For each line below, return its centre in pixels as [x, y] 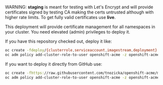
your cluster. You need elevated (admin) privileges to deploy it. [68, 32]
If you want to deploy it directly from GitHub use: [54, 64]
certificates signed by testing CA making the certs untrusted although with [79, 12]
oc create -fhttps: [25, 73]
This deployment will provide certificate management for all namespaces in [80, 27]
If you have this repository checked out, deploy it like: [58, 41]
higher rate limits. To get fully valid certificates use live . [60, 17]
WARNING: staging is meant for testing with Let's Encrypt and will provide [79, 7]
